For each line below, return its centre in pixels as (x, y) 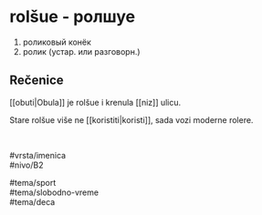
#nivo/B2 (26, 165)
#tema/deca (32, 201)
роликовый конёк (57, 42)
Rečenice (37, 81)
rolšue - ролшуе (72, 17)
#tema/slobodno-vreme (54, 192)
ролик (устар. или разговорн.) (81, 51)
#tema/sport (33, 182)
